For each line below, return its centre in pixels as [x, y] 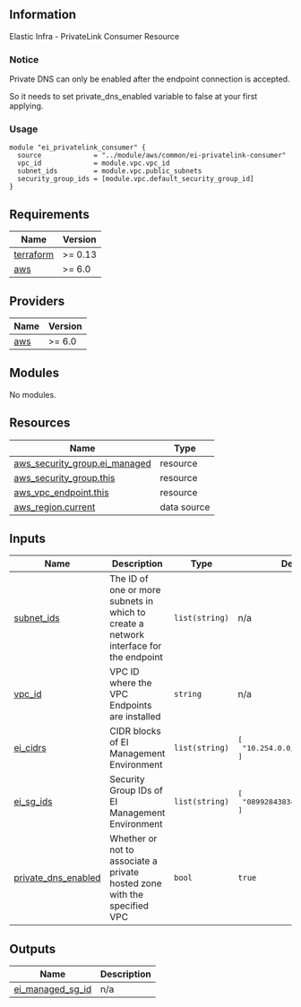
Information [43, 15]
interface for [136, 646]
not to [122, 850]
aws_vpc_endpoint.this [61, 492]
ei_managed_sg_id [53, 989]
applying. [26, 106]
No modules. [33, 394]
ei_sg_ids [33, 802]
